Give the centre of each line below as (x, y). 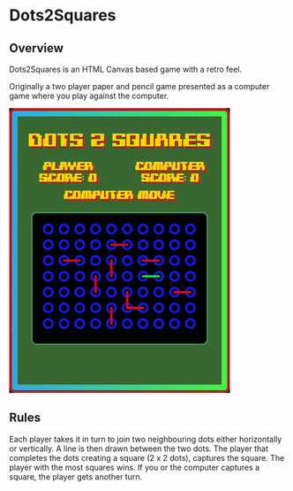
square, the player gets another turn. (76, 476)
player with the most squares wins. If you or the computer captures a (135, 467)
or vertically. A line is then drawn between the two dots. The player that (139, 449)
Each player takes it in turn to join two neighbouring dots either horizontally (146, 439)
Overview (37, 48)
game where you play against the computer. (89, 96)
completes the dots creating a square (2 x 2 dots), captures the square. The (147, 457)
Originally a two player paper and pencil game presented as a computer (139, 86)
